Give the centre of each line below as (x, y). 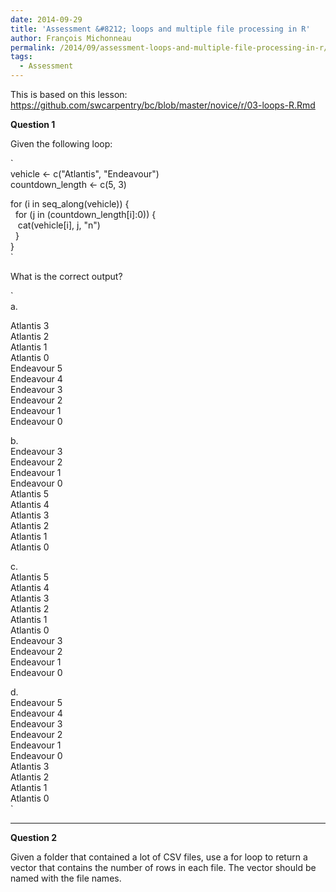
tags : (21, 57)
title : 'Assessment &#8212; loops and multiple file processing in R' (160, 29)
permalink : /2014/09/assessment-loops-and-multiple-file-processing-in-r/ (169, 47)
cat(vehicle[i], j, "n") (59, 225)
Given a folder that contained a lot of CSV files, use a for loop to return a (159, 857)
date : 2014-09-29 (46, 19)
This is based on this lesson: (69, 94)
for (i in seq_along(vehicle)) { (70, 204)
